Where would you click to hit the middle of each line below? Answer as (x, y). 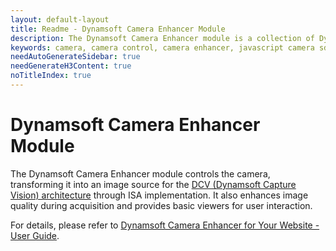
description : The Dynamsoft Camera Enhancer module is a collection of (162, 38)
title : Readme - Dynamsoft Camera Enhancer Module (118, 29)
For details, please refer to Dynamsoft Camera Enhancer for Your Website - (165, 225)
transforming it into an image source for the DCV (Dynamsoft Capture (153, 184)
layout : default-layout (60, 19)
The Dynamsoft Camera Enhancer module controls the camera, (140, 173)
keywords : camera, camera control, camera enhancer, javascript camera (162, 47)
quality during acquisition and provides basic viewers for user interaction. (161, 205)
